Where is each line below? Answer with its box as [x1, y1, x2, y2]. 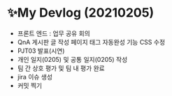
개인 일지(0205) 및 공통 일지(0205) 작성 [17, 55, 128, 63]
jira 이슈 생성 [17, 72, 53, 81]
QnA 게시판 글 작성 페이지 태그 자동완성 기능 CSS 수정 [17, 38, 166, 46]
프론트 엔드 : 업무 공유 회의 [17, 29, 91, 38]
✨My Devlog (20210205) [7, 5, 155, 21]
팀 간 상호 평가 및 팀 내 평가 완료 [17, 64, 105, 72]
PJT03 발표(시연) [17, 47, 65, 55]
